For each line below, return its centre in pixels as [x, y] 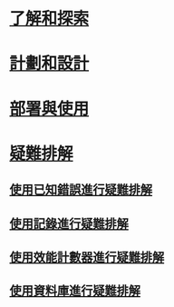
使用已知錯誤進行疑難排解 [81, 190]
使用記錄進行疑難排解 [69, 223]
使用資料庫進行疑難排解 [75, 291]
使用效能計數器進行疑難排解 [87, 257]
